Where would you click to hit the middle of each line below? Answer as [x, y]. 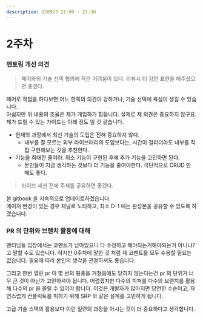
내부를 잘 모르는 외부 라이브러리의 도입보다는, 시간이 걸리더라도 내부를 [107, 143]
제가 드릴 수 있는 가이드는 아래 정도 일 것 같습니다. [65, 122]
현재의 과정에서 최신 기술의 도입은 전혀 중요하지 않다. [77, 135]
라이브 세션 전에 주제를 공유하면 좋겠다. [67, 186]
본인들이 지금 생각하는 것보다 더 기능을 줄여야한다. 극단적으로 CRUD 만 [108, 165]
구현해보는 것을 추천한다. [60, 150]
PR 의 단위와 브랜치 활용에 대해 [48, 231]
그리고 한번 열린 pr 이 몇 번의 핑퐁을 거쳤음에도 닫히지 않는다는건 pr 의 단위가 [97, 273]
